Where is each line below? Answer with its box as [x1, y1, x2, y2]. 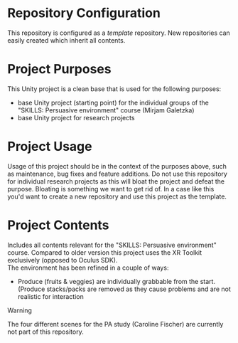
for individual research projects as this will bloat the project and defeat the [7, 176, 225, 186]
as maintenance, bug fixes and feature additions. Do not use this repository [7, 169, 227, 178]
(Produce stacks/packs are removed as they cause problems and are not [17, 285, 231, 293]
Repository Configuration [7, 5, 161, 21]
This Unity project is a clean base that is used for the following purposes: [7, 84, 222, 93]
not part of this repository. [7, 327, 84, 336]
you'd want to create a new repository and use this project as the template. [7, 192, 227, 201]
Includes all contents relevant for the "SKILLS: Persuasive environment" [7, 241, 217, 249]
